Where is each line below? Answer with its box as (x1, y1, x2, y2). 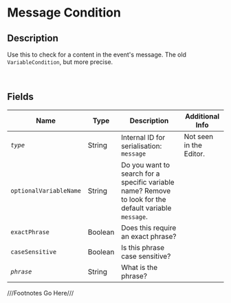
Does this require (121, 222, 177, 232)
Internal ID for (121, 132, 166, 142)
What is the (121, 262, 158, 272)
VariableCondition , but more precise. (7, 58, 113, 66)
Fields (7, 91, 34, 103)
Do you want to (121, 160, 170, 169)
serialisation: (121, 141, 162, 151)
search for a (121, 169, 160, 178)
